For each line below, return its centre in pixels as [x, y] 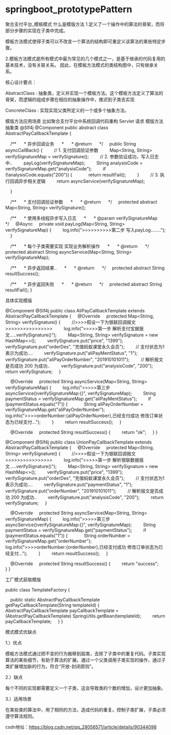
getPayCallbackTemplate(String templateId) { [52, 605]
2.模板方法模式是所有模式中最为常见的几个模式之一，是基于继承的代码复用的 [85, 58]
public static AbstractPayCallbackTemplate [55, 599]
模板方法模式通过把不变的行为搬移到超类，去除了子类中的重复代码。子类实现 [85, 653]
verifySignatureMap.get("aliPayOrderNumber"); [55, 409]
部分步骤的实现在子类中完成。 [36, 30]
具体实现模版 [19, 300]
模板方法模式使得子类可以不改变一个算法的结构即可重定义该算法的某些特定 [83, 41]
